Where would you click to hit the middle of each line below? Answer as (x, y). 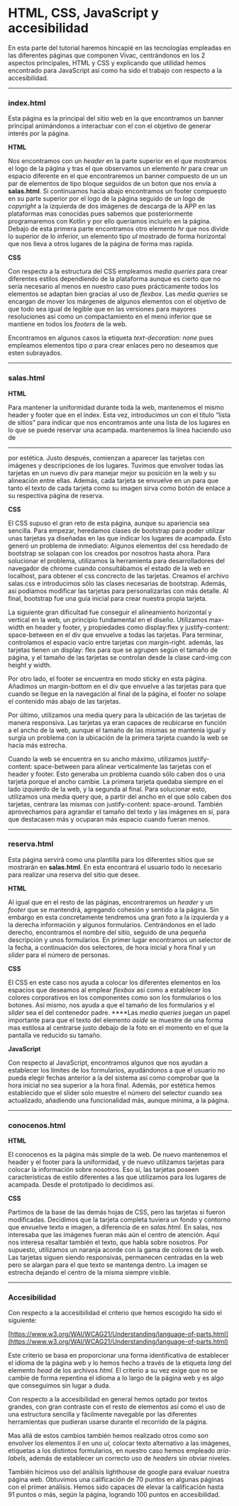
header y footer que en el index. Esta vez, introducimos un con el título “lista (119, 415)
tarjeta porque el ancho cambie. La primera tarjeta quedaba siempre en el (116, 781)
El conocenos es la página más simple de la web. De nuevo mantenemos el (118, 1155)
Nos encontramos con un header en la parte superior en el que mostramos (117, 161)
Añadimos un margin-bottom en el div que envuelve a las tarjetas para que (117, 686)
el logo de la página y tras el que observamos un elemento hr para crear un (118, 169)
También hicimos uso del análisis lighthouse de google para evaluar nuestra (119, 1472)
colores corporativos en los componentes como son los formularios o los (115, 997)
